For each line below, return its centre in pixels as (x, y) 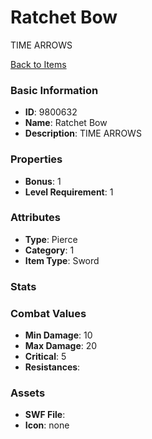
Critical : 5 (45, 357)
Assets (28, 393)
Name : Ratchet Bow (66, 123)
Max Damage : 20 (61, 346)
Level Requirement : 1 (69, 192)
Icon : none (47, 425)
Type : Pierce (51, 239)
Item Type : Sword (62, 260)
